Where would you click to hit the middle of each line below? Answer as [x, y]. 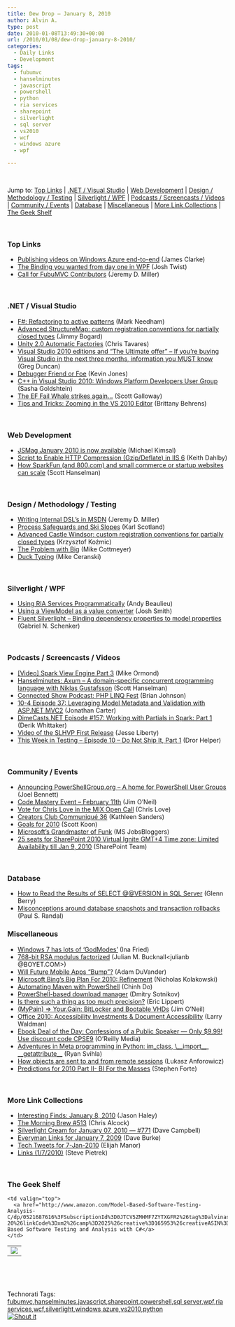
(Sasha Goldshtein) [45, 388]
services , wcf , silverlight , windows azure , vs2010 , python [85, 1309]
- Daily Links [34, 53]
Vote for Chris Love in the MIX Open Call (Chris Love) [94, 809]
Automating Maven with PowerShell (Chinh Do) [85, 986]
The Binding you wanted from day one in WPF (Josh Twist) [102, 267]
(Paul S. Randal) [41, 916]
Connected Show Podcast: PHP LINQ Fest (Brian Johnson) [102, 695]
